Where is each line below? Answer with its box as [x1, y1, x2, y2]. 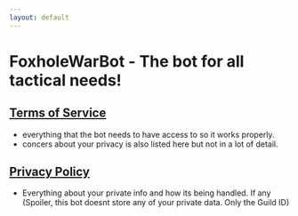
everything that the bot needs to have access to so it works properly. [21, 129, 275, 140]
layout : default [9, 12, 69, 22]
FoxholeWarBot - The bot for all [9, 51, 245, 71]
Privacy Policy [9, 164, 91, 180]
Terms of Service [9, 106, 107, 121]
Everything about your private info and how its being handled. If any [21, 188, 271, 198]
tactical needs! [9, 70, 122, 90]
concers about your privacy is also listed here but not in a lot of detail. [21, 139, 278, 149]
